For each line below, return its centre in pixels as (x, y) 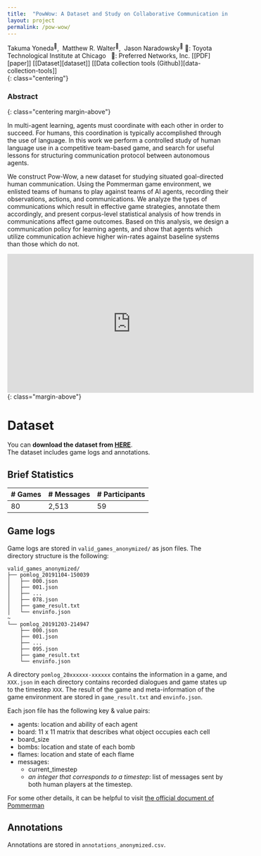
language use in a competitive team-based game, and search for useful (111, 148)
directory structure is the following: (58, 555)
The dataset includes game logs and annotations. (79, 452)
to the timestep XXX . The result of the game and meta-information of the (111, 689)
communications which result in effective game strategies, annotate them (114, 207)
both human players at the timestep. (80, 784)
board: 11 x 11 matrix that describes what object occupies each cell (114, 732)
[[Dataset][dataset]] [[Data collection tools (94, 64)
